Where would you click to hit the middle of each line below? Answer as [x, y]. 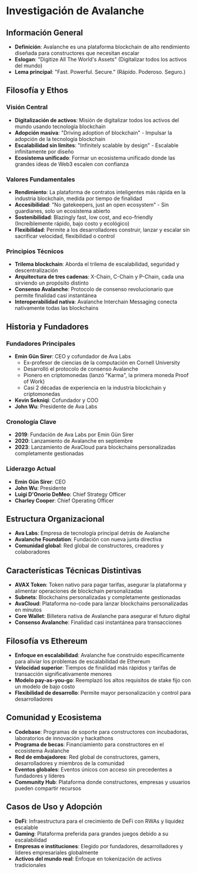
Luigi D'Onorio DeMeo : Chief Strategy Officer [70, 494]
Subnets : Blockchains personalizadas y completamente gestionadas [98, 597]
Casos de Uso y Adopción [54, 807]
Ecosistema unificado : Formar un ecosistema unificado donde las [95, 158]
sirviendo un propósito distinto [52, 283]
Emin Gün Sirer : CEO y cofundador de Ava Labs [73, 356]
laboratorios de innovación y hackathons [64, 738]
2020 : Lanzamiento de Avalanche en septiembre [74, 441]
